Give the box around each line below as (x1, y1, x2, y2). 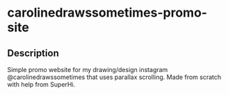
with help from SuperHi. (7, 80, 76, 88)
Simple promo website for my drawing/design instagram (7, 66, 168, 74)
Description (7, 47, 59, 59)
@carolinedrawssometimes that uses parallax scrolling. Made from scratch (7, 73, 222, 81)
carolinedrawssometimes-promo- (7, 5, 207, 21)
